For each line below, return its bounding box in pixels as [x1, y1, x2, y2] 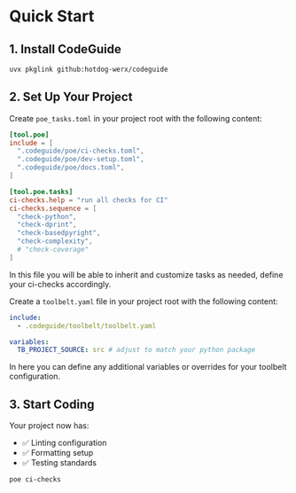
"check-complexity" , [17, 237, 93, 246]
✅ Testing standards [21, 458, 97, 468]
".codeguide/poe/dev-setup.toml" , [17, 155, 144, 164]
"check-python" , [17, 212, 77, 221]
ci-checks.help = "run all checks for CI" [9, 195, 168, 205]
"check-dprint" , [17, 220, 77, 230]
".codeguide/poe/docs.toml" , [17, 163, 125, 172]
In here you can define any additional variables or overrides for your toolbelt [9, 362, 287, 372]
